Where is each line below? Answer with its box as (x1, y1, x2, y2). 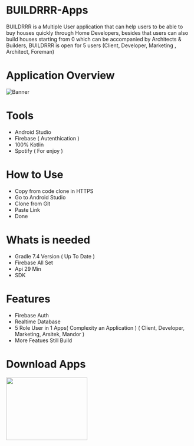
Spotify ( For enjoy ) (14, 147, 63, 154)
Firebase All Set (14, 259, 53, 266)
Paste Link (14, 206, 40, 213)
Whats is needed (6, 233, 90, 247)
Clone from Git (14, 200, 51, 207)
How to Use (6, 168, 64, 181)
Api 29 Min (14, 265, 41, 272)
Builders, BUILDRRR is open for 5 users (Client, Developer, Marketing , (6, 42, 177, 49)
